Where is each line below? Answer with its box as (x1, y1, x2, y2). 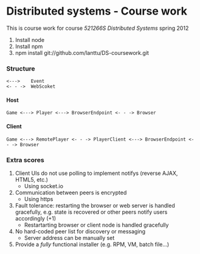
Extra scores (6, 155, 44, 164)
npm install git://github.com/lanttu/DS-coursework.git (15, 49, 149, 56)
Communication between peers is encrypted (15, 189, 127, 196)
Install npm (15, 43, 43, 50)
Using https (24, 195, 53, 202)
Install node (15, 36, 44, 43)
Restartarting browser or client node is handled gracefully (24, 221, 169, 228)
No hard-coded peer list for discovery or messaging (15, 227, 146, 235)
